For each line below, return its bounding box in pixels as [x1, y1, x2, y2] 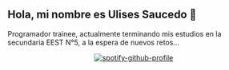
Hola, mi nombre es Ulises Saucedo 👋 [7, 8, 197, 21]
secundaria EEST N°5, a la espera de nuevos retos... [7, 37, 179, 47]
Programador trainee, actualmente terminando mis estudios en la [7, 29, 222, 38]
